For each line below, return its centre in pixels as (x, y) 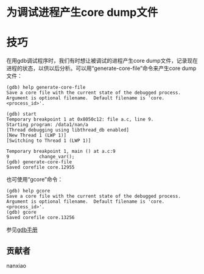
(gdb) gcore (21, 213)
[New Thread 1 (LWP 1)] (37, 135)
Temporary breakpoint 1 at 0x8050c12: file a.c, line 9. (80, 119)
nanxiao (16, 265)
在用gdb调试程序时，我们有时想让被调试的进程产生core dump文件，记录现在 (102, 61)
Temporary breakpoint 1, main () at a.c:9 (61, 152)
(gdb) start (21, 114)
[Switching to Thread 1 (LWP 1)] (49, 141)
